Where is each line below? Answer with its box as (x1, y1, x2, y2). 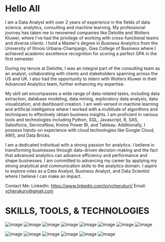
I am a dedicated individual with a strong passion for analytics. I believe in (5, 142, 155, 148)
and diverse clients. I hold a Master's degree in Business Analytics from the (5, 40, 158, 46)
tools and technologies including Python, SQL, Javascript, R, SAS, (5, 117, 139, 122)
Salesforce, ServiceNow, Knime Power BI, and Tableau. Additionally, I (5, 121, 145, 128)
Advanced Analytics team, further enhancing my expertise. (5, 81, 125, 87)
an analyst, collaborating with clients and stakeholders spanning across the (5, 70, 158, 76)
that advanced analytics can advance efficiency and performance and (5, 152, 148, 158)
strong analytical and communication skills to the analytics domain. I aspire (5, 163, 158, 169)
